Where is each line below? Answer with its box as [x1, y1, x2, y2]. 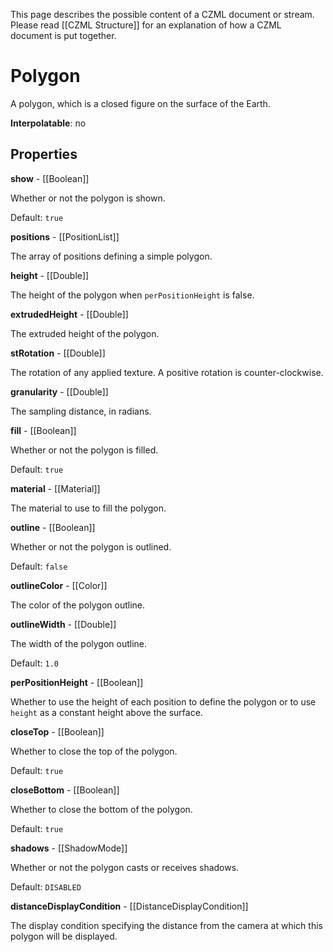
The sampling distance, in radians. [10, 405, 152, 417]
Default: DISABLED [10, 880, 82, 893]
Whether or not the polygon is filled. [10, 444, 159, 456]
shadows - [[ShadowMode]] [10, 842, 128, 854]
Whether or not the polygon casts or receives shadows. [10, 861, 240, 873]
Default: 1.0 [10, 657, 59, 669]
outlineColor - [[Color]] [10, 579, 108, 591]
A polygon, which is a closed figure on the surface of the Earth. [10, 97, 271, 109]
